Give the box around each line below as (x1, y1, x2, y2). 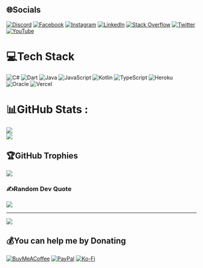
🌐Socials (6, 5, 41, 15)
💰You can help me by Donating (6, 236, 126, 246)
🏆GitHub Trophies (6, 151, 79, 161)
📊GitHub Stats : (6, 102, 89, 116)
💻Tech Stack (6, 50, 75, 63)
